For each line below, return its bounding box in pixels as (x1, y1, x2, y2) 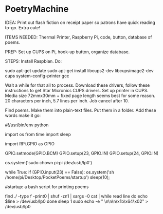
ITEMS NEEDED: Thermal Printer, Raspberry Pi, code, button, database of (5, 34, 152, 40)
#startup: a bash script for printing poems (5, 184, 89, 190)
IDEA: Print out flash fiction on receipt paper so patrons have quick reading (5, 19, 156, 25)
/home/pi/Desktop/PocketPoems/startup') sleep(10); (5, 174, 110, 180)
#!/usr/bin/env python (5, 122, 49, 128)
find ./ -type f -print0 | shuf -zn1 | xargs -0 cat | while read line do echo (5, 193, 148, 199)
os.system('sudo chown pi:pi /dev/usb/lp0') (5, 159, 92, 165)
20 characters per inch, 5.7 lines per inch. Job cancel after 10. (5, 97, 129, 103)
